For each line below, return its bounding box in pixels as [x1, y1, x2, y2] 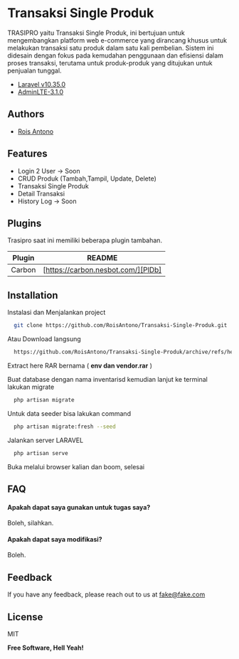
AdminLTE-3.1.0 [17, 87, 64, 96]
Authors [7, 108, 45, 120]
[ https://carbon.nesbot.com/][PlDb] [42, 265, 162, 275]
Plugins [7, 217, 42, 229]
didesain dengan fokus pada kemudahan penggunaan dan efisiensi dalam [7, 51, 224, 60]
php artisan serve [14, 449, 69, 456]
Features [7, 148, 48, 160]
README [87, 253, 118, 263]
